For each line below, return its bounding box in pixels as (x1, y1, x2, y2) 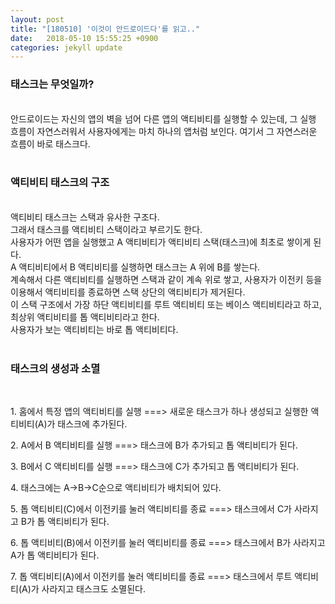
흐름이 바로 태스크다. (10, 137, 91, 150)
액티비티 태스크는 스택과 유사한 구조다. (10, 211, 160, 223)
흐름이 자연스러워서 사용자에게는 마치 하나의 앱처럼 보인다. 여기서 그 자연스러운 (10, 125, 318, 137)
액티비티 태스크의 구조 (10, 176, 110, 190)
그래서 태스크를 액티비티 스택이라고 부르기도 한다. (10, 223, 203, 235)
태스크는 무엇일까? (10, 77, 95, 91)
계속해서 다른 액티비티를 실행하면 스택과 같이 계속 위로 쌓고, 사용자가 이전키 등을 (10, 273, 323, 285)
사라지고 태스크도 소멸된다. (41, 583, 147, 595)
